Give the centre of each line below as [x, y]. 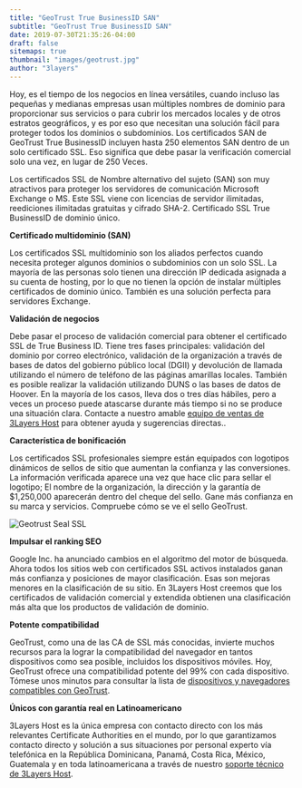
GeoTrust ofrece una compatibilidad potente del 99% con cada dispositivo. [150, 671]
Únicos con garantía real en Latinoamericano [96, 707]
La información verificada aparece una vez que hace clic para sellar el [141, 477]
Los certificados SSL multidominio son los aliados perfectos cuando [136, 253]
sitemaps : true [38, 52]
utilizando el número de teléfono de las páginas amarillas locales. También [148, 375]
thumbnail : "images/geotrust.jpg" [75, 60]
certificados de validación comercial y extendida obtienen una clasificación [150, 597]
